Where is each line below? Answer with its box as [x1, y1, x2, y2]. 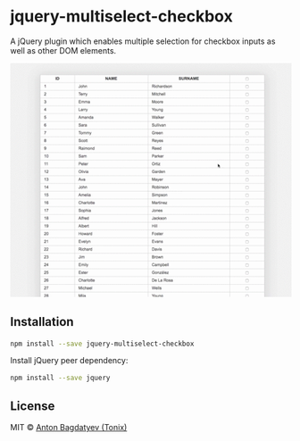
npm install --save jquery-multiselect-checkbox [10, 339, 195, 348]
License [10, 398, 55, 413]
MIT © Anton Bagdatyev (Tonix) [10, 422, 128, 433]
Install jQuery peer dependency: [10, 355, 129, 366]
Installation [10, 314, 74, 329]
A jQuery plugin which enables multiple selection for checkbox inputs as [10, 36, 276, 46]
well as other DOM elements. [10, 45, 117, 55]
